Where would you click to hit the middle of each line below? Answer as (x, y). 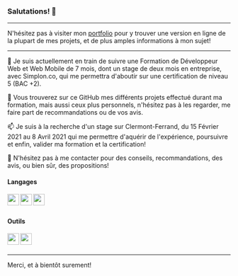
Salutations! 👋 (32, 11)
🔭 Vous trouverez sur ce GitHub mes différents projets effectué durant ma (115, 98)
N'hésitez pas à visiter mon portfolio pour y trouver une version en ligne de (117, 33)
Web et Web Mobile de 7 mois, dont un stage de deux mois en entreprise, (114, 69)
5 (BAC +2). (24, 84)
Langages (22, 182)
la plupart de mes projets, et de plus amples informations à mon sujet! (109, 41)
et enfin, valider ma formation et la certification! (77, 144)
